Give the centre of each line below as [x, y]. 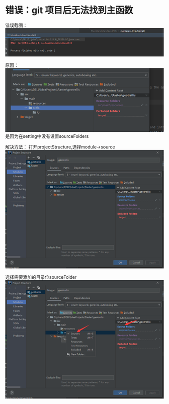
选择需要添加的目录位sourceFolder [41, 277]
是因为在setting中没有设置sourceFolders [47, 136]
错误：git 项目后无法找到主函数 [69, 10]
